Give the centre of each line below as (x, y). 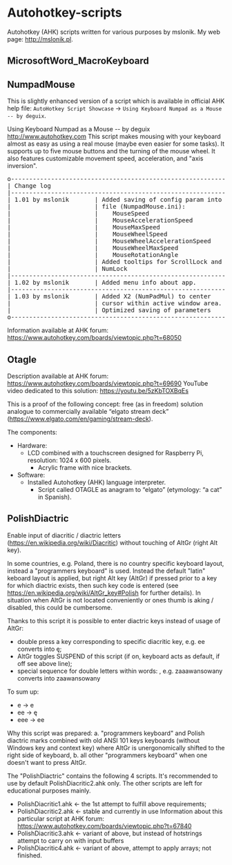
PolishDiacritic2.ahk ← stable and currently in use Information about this (120, 811)
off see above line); (45, 663)
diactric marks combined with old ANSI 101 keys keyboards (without (104, 740)
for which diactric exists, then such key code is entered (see (93, 585)
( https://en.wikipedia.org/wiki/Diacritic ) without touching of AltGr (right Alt (113, 542)
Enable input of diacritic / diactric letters (64, 535)
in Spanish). (55, 497)
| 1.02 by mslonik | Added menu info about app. (102, 283)
